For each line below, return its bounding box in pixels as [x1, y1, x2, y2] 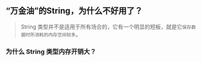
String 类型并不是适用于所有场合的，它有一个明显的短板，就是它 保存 [20, 23, 192, 30]
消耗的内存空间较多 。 [34, 30, 81, 38]
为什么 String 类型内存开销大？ [6, 47, 97, 56]
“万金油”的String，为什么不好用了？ [6, 5, 143, 16]
